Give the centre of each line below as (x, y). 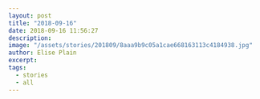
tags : (17, 68)
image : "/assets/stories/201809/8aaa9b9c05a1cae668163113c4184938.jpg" (130, 46)
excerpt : (23, 61)
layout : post (30, 16)
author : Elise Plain (43, 53)
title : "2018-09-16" (43, 23)
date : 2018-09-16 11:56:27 (53, 30)
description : (30, 38)
